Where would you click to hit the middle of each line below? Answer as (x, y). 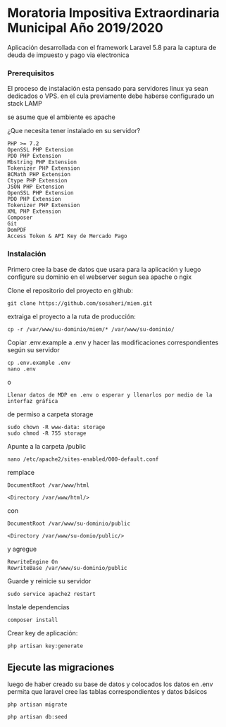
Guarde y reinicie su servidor (49, 581)
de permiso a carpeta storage (50, 414)
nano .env (22, 369)
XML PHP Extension (34, 212)
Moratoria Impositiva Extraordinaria (113, 13)
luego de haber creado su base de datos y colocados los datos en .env (110, 684)
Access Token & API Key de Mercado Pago (68, 236)
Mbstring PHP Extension (42, 162)
